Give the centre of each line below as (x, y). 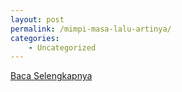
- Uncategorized (62, 47)
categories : (35, 38)
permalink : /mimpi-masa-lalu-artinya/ (91, 29)
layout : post (37, 19)
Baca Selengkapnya (51, 76)
